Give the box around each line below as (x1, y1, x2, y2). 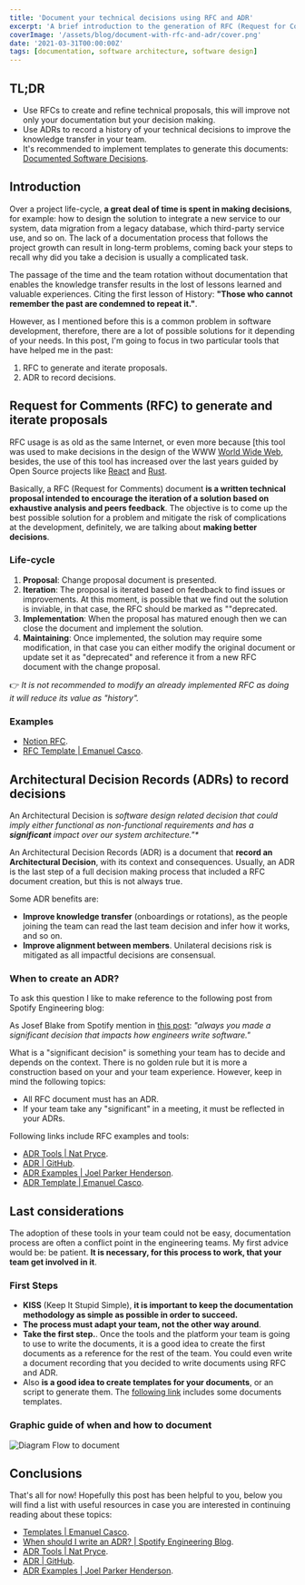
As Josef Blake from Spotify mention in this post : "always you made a (9, 1020, 271, 1031)
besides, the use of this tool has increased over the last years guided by (9, 456, 279, 467)
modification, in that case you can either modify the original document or (22, 642, 296, 653)
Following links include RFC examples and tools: (9, 1131, 189, 1142)
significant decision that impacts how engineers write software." (9, 1029, 251, 1040)
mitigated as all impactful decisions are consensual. (22, 950, 216, 960)
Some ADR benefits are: (9, 893, 100, 904)
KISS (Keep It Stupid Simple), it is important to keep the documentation (22, 1300, 293, 1311)
